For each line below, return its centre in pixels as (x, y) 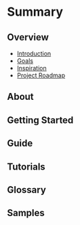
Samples (26, 213)
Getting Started (40, 120)
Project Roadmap (41, 75)
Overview (28, 37)
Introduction (34, 53)
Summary (35, 12)
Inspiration (32, 68)
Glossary (26, 190)
